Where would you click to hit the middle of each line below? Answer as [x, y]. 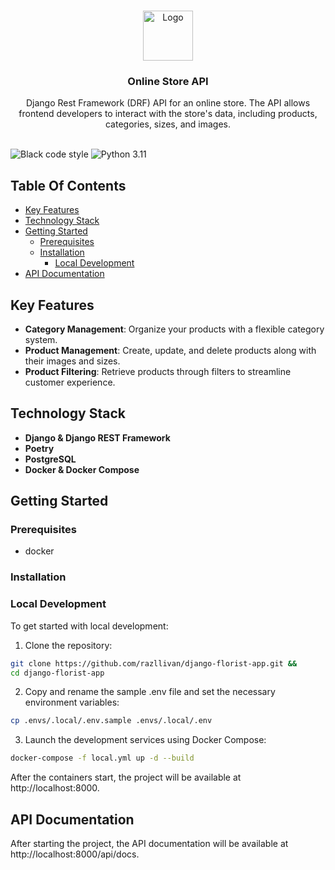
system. [41, 339]
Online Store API [168, 81]
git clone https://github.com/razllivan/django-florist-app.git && [154, 663]
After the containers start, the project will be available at [126, 777]
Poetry [39, 448]
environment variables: [72, 702]
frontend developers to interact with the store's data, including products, [168, 114]
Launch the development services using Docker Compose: [145, 740]
